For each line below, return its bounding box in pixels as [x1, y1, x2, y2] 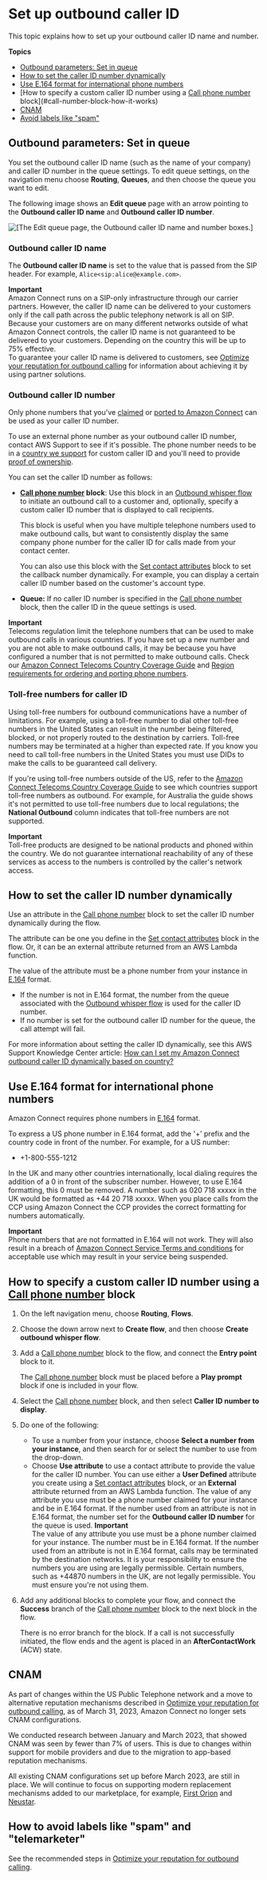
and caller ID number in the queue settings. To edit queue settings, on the [8, 165, 249, 176]
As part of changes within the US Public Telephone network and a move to [8, 1689, 253, 1699]
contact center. [19, 546, 70, 556]
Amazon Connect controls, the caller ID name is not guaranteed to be [8, 327, 236, 337]
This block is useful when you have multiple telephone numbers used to [19, 520, 257, 530]
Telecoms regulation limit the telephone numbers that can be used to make [8, 627, 254, 636]
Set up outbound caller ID [8, 5, 180, 23]
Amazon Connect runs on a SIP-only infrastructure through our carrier [8, 293, 239, 303]
